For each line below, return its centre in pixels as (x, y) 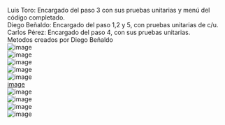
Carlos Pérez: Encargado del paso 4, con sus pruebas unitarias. (99, 32)
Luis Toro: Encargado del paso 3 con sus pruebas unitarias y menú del (109, 10)
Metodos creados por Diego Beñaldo (60, 40)
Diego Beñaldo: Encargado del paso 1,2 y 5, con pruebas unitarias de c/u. (113, 25)
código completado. (36, 17)
